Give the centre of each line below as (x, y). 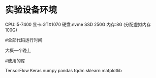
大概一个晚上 (18, 50)
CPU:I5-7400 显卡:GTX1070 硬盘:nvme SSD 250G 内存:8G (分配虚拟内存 (78, 24)
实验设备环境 (31, 10)
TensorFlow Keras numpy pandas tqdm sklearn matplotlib (63, 70)
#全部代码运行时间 (24, 40)
